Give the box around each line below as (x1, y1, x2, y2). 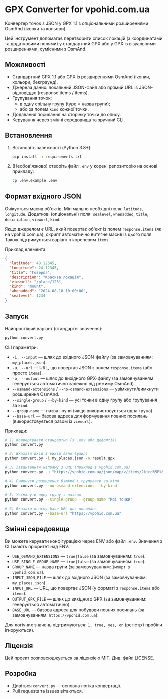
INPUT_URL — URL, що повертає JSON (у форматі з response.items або (12, 585, 160, 591)
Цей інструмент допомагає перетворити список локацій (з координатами (5, 35, 163, 41)
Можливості (5, 60, 46, 69)
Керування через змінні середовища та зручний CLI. (12, 117, 125, 123)
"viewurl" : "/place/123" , (9, 279, 64, 284)
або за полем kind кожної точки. (19, 106, 89, 112)
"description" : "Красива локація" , (9, 275, 84, 280)
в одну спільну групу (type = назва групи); (19, 101, 111, 107)
